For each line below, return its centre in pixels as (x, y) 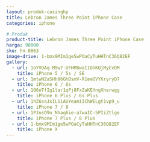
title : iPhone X (38, 130)
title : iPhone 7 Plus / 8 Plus (56, 118)
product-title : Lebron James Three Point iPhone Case (75, 40)
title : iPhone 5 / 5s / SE (51, 73)
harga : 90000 (23, 45)
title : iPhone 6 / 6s (44, 85)
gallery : (17, 62)
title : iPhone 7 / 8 (43, 107)
